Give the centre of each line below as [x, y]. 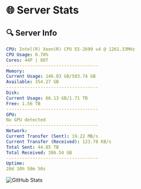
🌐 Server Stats [43, 10]
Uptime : [16, 164]
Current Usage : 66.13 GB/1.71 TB [47, 98]
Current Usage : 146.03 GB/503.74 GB [51, 77]
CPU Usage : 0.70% [27, 54]
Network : [17, 131]
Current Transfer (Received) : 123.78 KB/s [59, 142]
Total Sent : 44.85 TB [33, 147]
